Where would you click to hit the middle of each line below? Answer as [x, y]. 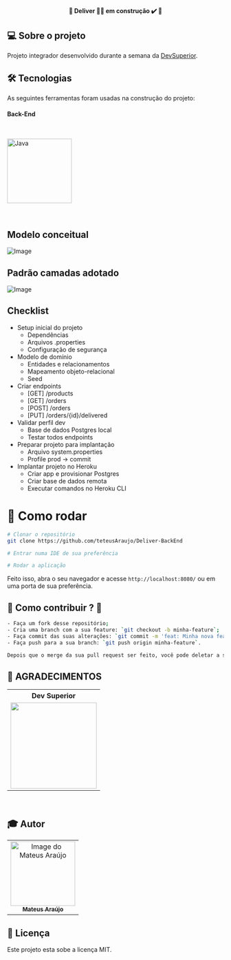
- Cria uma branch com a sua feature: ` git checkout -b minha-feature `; [113, 630]
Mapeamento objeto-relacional [71, 371]
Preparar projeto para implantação [66, 444]
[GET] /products [50, 393]
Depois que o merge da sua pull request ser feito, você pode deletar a [113, 655]
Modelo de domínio [44, 357]
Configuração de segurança [67, 349]
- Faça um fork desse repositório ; [58, 624]
